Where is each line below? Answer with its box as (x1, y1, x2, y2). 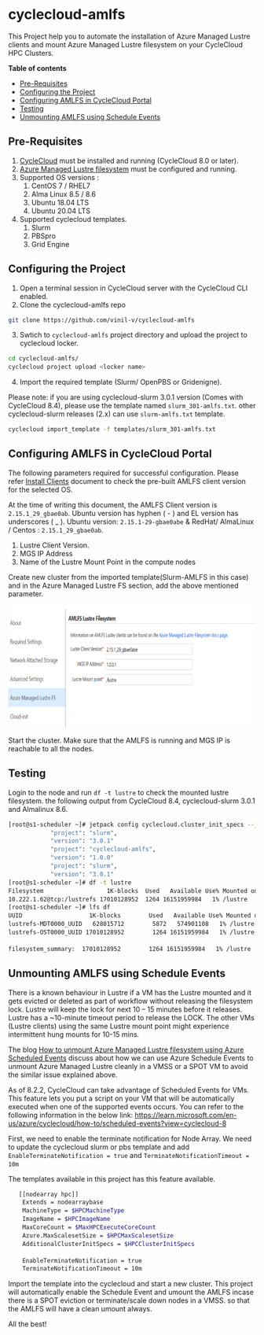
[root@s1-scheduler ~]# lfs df (8, 903, 111, 912)
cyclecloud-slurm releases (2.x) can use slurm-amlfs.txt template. (8, 409, 225, 419)
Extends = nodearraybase (22, 1198, 104, 1207)
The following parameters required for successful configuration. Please (8, 468, 240, 478)
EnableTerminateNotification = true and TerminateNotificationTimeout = (8, 1150, 250, 1160)
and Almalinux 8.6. (8, 804, 68, 813)
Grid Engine (31, 239, 70, 249)
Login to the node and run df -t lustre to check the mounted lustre (8, 787, 229, 797)
